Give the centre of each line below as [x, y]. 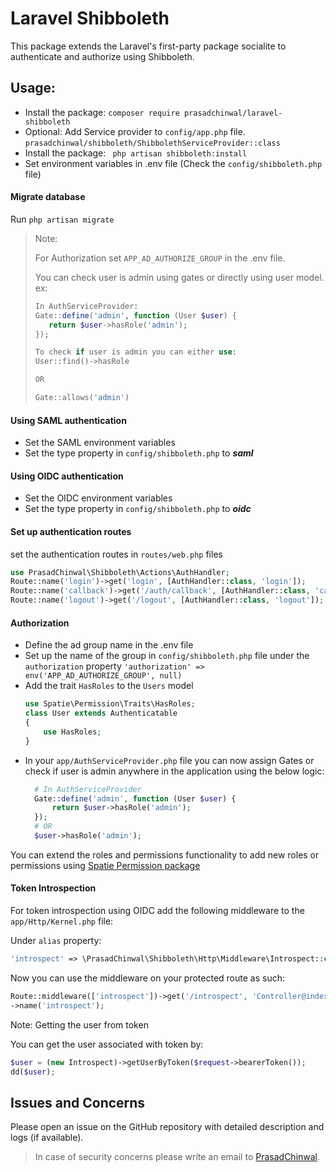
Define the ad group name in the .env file [109, 645]
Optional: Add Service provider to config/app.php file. [135, 131]
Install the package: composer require [102, 112]
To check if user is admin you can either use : [135, 352]
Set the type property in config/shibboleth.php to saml [139, 453]
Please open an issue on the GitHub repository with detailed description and [167, 1127]
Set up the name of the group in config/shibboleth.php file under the [167, 656]
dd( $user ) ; [33, 1072]
